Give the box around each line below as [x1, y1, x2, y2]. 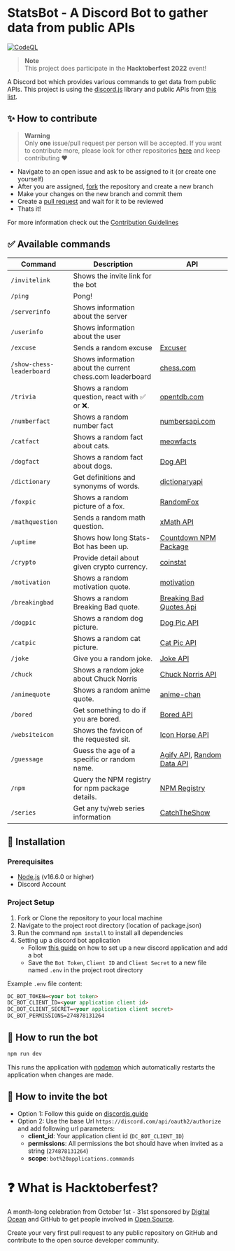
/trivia [10, 392, 36, 401]
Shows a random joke [73, 665, 145, 675]
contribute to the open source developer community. [7, 1236, 159, 1245]
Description [93, 259, 134, 269]
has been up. [86, 541, 129, 551]
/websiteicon [10, 731, 55, 738]
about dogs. [73, 461, 113, 471]
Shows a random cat [73, 633, 141, 643]
